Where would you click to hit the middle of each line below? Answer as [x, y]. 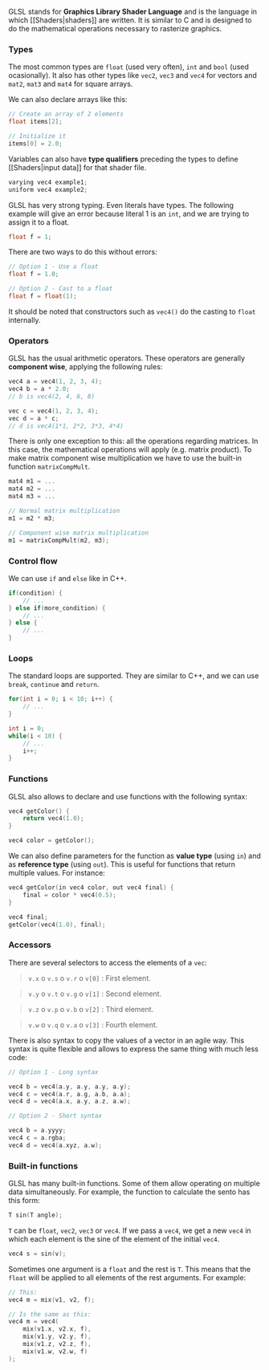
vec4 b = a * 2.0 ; [39, 389]
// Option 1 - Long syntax [53, 1072]
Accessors [30, 945]
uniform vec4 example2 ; [48, 189]
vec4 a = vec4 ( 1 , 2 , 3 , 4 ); [55, 382]
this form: [24, 1201]
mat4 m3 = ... [32, 497]
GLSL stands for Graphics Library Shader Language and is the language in [133, 12]
